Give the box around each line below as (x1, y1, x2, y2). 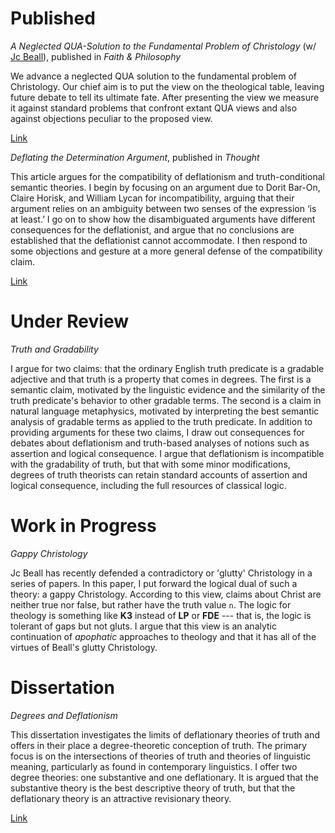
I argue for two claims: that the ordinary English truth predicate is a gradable (10, 362, 325, 374)
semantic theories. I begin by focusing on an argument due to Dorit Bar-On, (10, 181, 321, 193)
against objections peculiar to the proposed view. (10, 112, 213, 124)
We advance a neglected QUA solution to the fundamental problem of (10, 70, 298, 82)
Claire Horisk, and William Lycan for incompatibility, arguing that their (10, 192, 295, 204)
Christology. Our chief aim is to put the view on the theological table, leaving (10, 80, 325, 92)
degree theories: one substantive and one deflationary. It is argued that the (10, 771, 319, 783)
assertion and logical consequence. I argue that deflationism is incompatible (10, 447, 325, 459)
